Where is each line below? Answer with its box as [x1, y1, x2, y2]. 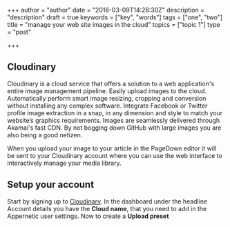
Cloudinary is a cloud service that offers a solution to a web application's [7, 79, 215, 88]
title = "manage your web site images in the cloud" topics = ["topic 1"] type [7, 21, 221, 28]
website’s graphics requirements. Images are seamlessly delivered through [7, 116, 220, 124]
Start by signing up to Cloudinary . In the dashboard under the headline [7, 197, 208, 206]
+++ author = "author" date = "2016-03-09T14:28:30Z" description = [7, 6, 205, 14]
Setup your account [7, 179, 95, 190]
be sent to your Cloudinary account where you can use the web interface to [7, 151, 222, 159]
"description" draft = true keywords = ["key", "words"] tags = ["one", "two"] [7, 13, 223, 21]
